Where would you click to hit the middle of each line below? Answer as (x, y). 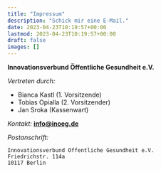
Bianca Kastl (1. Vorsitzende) (59, 95)
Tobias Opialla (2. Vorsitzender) (64, 102)
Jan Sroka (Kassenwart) (53, 110)
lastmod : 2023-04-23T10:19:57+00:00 (62, 34)
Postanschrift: (28, 137)
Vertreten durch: (31, 81)
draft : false (27, 41)
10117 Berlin (27, 163)
